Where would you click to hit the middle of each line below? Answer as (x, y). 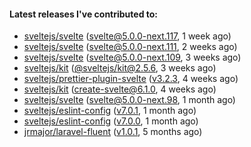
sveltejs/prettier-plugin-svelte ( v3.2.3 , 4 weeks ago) (131, 79)
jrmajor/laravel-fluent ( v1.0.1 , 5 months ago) (113, 132)
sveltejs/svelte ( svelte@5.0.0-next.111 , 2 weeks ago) (130, 47)
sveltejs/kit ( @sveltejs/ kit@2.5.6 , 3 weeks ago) (120, 68)
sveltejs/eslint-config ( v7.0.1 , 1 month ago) (110, 111)
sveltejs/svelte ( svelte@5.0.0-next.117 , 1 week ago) (127, 36)
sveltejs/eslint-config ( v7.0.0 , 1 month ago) (111, 121)
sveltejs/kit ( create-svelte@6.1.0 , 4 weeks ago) (120, 89)
